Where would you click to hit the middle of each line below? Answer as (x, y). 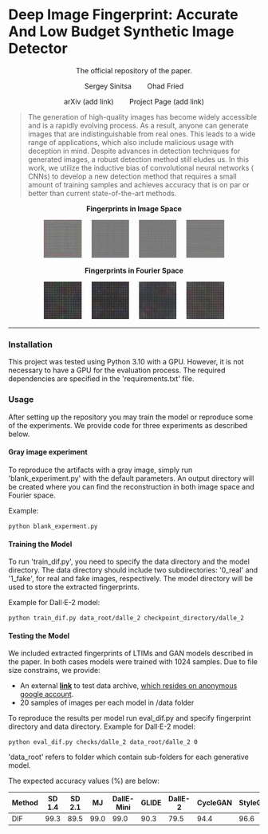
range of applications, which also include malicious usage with (130, 142)
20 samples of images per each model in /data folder (107, 702)
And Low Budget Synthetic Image (121, 31)
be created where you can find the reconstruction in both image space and (132, 486)
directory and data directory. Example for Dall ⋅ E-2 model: (102, 726)
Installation (31, 344)
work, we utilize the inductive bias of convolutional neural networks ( (140, 167)
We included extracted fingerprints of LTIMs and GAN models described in (131, 653)
